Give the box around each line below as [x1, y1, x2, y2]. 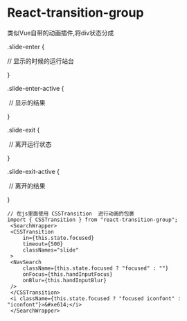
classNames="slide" [22, 246, 79, 254]
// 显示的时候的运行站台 [7, 57, 75, 65]
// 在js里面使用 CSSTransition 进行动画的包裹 [7, 210, 135, 217]
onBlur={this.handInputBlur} [22, 277, 107, 284]
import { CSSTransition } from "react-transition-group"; [7, 216, 178, 223]
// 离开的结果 [8, 182, 46, 190]
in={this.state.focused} [22, 234, 95, 241]
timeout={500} [22, 241, 64, 248]
